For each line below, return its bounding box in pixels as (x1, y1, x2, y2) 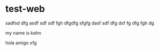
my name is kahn (5, 30, 42, 36)
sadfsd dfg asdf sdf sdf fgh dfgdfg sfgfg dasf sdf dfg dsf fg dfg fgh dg (5, 20, 154, 26)
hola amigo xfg (5, 39, 37, 46)
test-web (5, 3, 45, 15)
